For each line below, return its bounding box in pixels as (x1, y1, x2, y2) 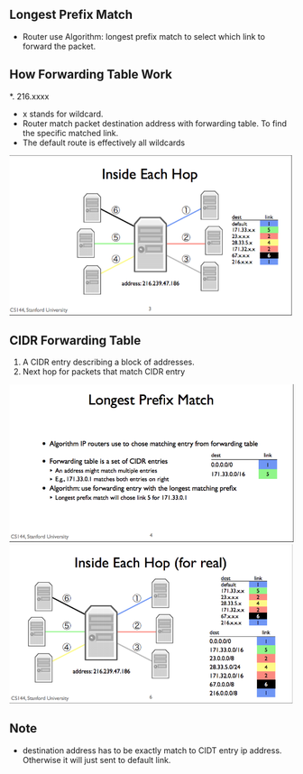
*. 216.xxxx (9, 90, 50, 102)
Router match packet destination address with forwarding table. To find (22, 117, 287, 129)
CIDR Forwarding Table (9, 333, 142, 348)
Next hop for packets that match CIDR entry (22, 366, 186, 377)
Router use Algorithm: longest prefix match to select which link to (22, 31, 266, 41)
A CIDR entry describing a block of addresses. (22, 356, 196, 368)
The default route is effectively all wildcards (22, 137, 186, 148)
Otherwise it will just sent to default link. (22, 754, 171, 765)
